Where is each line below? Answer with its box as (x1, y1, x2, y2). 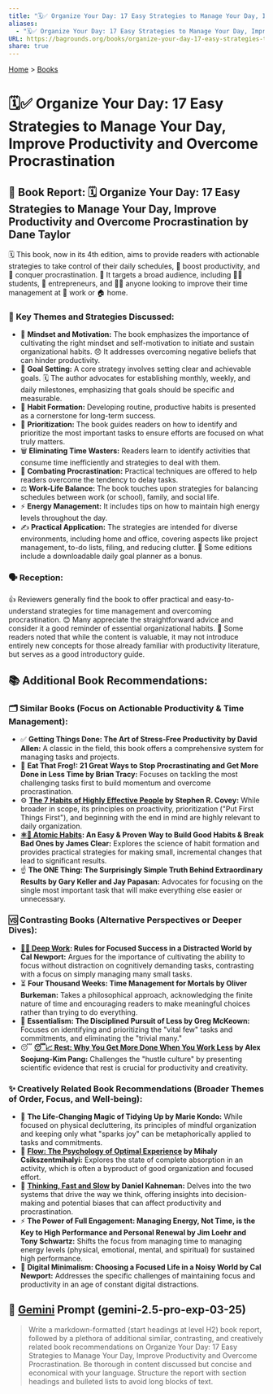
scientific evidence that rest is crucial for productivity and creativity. (19, 1063, 249, 1073)
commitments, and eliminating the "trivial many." (19, 1033, 183, 1042)
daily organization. (19, 821, 83, 831)
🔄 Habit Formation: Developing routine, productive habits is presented (19, 402, 256, 412)
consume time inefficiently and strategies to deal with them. (19, 457, 221, 468)
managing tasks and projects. (19, 752, 119, 762)
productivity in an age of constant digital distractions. (19, 1279, 199, 1289)
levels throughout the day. (19, 513, 108, 523)
